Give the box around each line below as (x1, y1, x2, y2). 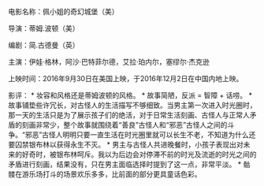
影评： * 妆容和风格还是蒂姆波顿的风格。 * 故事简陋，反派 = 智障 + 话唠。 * (8, 91, 253, 100)
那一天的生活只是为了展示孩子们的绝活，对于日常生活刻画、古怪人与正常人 (8, 110, 250, 120)
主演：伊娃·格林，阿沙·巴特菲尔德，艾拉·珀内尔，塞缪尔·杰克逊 (8, 58, 210, 66)
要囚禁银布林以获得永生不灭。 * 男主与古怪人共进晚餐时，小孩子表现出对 (8, 140, 244, 149)
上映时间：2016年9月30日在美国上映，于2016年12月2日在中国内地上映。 (8, 74, 244, 83)
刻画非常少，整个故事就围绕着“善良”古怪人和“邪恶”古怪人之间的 (21, 121, 228, 129)
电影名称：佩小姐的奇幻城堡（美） (8, 7, 119, 16)
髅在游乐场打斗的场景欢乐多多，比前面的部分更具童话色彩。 (8, 169, 202, 179)
